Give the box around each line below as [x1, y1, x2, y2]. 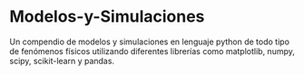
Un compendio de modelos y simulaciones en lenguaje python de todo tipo [9, 36, 290, 47]
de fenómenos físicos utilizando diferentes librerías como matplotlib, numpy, [9, 45, 295, 56]
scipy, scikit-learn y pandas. [9, 55, 115, 66]
